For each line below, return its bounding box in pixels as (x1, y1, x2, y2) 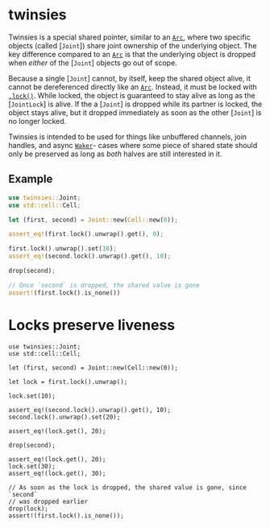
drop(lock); (8, 505, 48, 513)
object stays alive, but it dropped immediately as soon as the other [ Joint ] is (8, 107, 262, 118)
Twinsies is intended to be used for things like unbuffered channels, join (8, 131, 247, 142)
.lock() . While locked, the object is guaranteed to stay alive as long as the (8, 90, 255, 100)
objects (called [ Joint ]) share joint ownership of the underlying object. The (8, 40, 257, 50)
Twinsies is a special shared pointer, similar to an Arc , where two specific (8, 32, 251, 42)
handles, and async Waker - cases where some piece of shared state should (8, 140, 258, 150)
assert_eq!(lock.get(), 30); (8, 469, 106, 477)
